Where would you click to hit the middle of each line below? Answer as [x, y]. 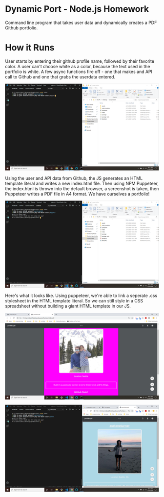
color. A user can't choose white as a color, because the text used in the [78, 66]
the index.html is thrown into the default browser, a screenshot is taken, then [82, 189]
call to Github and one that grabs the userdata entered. [60, 76]
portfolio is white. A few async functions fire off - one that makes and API [79, 72]
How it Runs [30, 48]
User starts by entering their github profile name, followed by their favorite [80, 61]
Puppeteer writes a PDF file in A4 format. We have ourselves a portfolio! [77, 194]
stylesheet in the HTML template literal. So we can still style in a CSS [74, 300]
